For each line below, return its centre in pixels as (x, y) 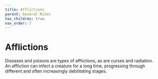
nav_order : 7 (18, 23)
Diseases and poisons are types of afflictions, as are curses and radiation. (79, 61)
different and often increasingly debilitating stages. (56, 71)
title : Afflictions (25, 10)
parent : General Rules (28, 14)
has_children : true (25, 19)
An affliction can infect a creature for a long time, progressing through (75, 66)
